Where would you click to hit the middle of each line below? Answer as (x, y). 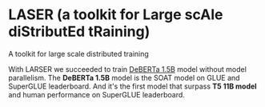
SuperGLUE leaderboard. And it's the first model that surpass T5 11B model (133, 86)
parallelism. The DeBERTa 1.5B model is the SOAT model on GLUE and (124, 77)
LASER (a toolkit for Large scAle (116, 15)
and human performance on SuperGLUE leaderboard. (97, 94)
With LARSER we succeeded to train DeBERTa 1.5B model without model (127, 69)
